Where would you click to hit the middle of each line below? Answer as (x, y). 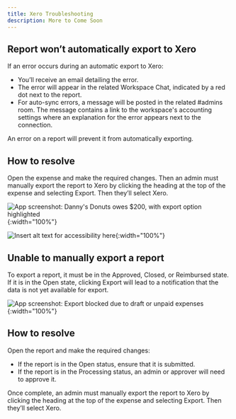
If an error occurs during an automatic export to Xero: (86, 66)
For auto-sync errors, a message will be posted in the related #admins (120, 103)
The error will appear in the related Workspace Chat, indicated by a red (121, 87)
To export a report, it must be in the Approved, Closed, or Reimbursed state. (118, 275)
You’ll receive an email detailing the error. (78, 80)
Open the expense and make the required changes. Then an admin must (113, 178)
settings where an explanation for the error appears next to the (109, 117)
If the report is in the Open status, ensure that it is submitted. (106, 364)
